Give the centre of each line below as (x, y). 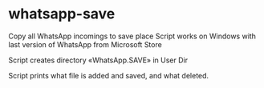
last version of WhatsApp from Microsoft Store (85, 44)
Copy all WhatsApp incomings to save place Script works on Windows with (132, 36)
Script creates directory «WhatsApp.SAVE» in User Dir (98, 60)
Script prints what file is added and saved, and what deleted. (109, 75)
